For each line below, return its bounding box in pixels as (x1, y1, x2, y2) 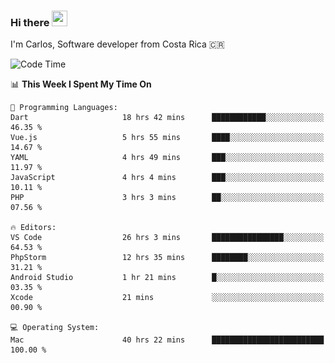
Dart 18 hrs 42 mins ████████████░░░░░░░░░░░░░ (10, 113, 325, 123)
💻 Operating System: (10, 323, 100, 333)
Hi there (10, 15, 50, 29)
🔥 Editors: (10, 223, 57, 233)
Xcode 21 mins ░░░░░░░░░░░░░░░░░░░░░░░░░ (10, 293, 325, 303)
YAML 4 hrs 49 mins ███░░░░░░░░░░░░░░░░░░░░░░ (10, 153, 325, 163)
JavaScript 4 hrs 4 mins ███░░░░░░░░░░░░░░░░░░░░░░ (10, 173, 325, 183)
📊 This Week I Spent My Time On (10, 78, 152, 90)
